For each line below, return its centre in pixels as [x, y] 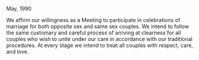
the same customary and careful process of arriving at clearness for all [94, 33]
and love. [17, 52]
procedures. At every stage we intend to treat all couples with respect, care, [99, 45]
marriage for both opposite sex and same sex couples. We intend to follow [98, 26]
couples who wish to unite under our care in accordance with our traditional [99, 39]
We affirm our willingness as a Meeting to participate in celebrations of [93, 20]
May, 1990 [19, 9]
